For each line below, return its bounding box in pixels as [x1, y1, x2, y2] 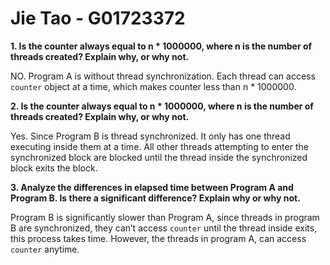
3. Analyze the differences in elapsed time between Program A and [10, 181, 294, 193]
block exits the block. [10, 162, 98, 174]
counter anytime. [10, 243, 80, 255]
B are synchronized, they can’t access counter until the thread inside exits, [10, 222, 318, 234]
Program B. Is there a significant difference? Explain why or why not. [10, 192, 301, 204]
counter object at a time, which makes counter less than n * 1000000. [10, 80, 297, 92]
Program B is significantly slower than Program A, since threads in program [10, 211, 320, 223]
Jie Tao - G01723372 [10, 7, 186, 30]
